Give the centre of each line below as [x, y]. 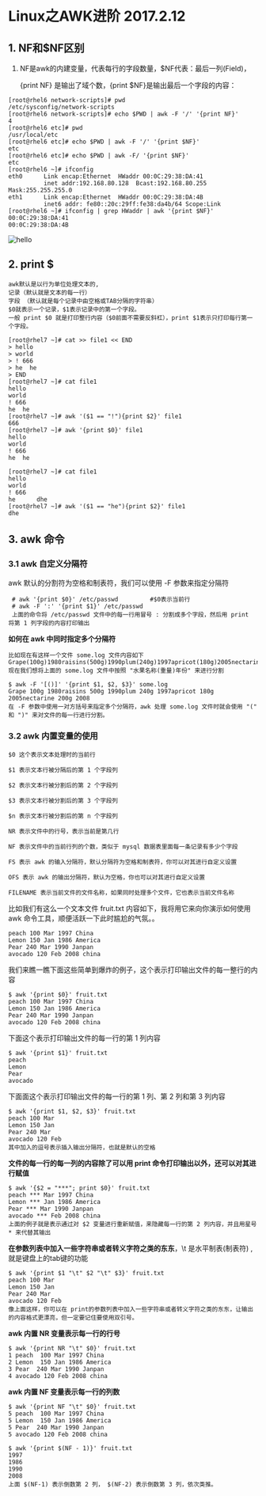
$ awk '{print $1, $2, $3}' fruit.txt [72, 1111]
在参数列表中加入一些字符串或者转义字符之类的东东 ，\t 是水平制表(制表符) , [131, 1248]
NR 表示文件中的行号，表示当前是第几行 [64, 831]
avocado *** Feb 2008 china [55, 1216]
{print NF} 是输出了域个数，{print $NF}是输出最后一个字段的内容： [128, 85]
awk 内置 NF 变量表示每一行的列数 [64, 1392]
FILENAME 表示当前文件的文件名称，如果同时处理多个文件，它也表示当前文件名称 [122, 892]
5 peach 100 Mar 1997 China [56, 1414]
